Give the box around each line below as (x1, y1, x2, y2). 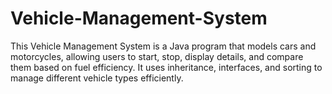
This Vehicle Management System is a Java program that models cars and (10, 40, 317, 52)
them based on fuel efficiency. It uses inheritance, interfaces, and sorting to (10, 61, 323, 73)
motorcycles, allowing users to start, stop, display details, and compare (10, 50, 304, 62)
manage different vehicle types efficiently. (10, 72, 184, 84)
